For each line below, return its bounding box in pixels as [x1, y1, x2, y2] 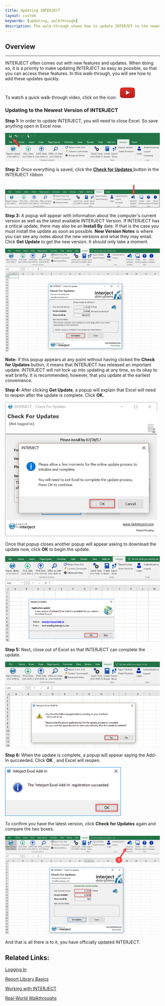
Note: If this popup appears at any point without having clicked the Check [5, 357, 155, 363]
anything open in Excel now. [5, 123, 62, 129]
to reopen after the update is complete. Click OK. [5, 392, 105, 398]
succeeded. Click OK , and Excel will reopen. [9, 757, 101, 763]
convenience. [5, 377, 33, 383]
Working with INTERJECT [5, 985, 56, 991]
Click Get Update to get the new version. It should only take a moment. [5, 239, 149, 245]
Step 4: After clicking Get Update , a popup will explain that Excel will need [5, 387, 156, 393]
